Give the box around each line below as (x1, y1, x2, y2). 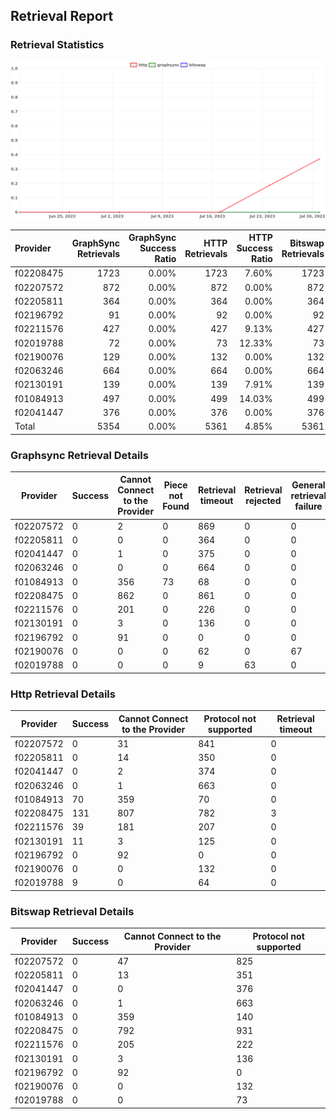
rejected (245, 495, 282, 507)
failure (294, 500, 323, 512)
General (291, 479, 326, 491)
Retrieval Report (10, 8, 114, 25)
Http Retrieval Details (10, 687, 116, 701)
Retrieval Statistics (10, 38, 105, 52)
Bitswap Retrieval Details (10, 904, 135, 918)
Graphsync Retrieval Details (10, 448, 149, 462)
